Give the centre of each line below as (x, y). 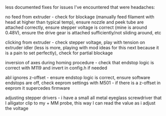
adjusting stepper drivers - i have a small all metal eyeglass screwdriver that (83, 98)
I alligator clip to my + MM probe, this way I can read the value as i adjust (80, 103)
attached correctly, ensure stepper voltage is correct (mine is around (76, 27)
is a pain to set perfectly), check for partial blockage (59, 53)
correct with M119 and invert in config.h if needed (56, 68)
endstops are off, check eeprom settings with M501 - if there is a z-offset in (83, 83)
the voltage (17, 108)
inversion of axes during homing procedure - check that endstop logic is (79, 62)
